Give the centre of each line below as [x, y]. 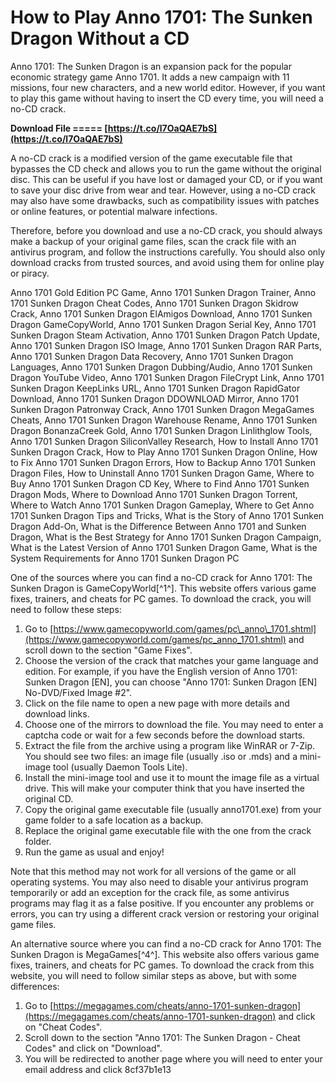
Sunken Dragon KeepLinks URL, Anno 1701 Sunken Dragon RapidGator [155, 388]
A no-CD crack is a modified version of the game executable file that [151, 158]
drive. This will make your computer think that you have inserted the [164, 788]
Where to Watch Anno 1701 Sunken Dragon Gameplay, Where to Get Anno [162, 505]
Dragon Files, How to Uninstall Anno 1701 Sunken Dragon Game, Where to [162, 473]
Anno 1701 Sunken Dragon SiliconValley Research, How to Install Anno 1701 [164, 441]
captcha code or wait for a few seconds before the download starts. [165, 735]
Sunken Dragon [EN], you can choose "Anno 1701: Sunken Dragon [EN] [171, 682]
